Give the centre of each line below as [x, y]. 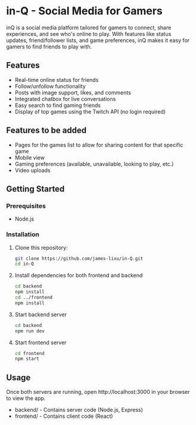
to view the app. [26, 398]
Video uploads [32, 170]
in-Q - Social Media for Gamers [84, 11]
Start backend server [41, 314]
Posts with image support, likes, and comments [73, 92]
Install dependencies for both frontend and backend [79, 276]
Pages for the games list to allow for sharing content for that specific [99, 145]
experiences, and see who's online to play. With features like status [89, 33]
